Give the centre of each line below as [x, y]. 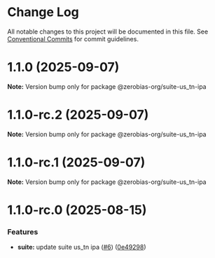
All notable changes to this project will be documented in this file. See [108, 31]
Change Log [43, 12]
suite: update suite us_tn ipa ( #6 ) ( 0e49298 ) [82, 247]
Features [23, 231]
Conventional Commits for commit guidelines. [73, 38]
